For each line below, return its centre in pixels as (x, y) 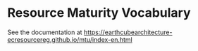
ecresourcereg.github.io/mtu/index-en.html (70, 39)
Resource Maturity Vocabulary (99, 13)
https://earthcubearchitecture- (128, 32)
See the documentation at (45, 32)
